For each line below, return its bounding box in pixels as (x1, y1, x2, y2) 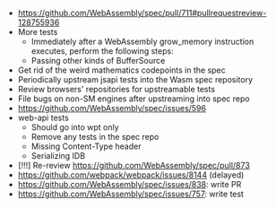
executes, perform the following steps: (30, 46, 174, 56)
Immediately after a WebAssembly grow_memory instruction (30, 36, 254, 47)
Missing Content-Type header (30, 141, 142, 152)
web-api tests (17, 112, 69, 123)
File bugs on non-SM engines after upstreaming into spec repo (17, 93, 250, 104)
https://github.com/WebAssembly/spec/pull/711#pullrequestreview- (17, 8, 267, 18)
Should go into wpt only (30, 122, 119, 133)
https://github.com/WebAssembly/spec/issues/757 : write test (17, 188, 245, 199)
